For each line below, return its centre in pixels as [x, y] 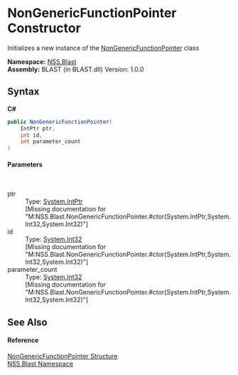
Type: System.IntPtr [54, 201]
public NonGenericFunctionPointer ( [60, 122]
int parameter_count [50, 142]
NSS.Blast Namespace [40, 364]
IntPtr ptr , [38, 128]
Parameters [25, 164]
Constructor [44, 28]
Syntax [23, 91]
